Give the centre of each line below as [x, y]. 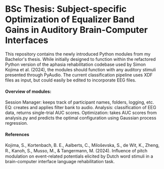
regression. [16, 123]
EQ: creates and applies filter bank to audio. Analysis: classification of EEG [81, 108]
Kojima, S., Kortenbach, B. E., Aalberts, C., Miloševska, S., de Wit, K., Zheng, [82, 145]
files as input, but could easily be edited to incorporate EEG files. [71, 80]
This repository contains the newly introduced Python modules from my [78, 54]
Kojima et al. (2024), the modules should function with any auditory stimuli [81, 69]
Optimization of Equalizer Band [70, 19]
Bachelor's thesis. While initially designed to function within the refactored [81, 59]
